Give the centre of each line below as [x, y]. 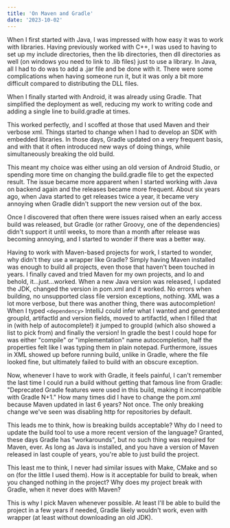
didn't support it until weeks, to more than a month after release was [104, 232]
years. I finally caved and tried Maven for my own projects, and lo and [106, 274]
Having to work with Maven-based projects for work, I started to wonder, [110, 252]
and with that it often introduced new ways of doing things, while [99, 146]
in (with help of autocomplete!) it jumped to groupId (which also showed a [112, 325]
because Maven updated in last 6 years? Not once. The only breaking [105, 404]
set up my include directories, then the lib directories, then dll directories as [114, 54]
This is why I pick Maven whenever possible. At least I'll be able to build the [114, 503]
